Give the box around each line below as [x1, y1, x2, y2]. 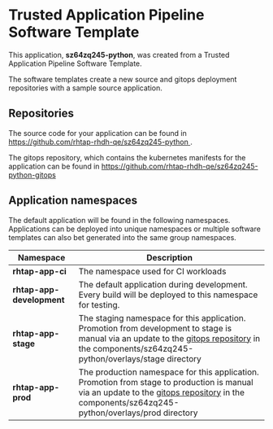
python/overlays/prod [78, 407, 162, 418]
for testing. [78, 299, 120, 310]
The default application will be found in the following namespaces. [8, 215, 231, 225]
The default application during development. [78, 278, 248, 290]
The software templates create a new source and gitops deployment [8, 74, 237, 84]
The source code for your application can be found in [8, 128, 187, 138]
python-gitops [8, 169, 57, 180]
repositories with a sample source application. [8, 83, 162, 93]
